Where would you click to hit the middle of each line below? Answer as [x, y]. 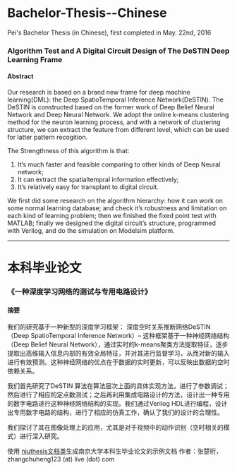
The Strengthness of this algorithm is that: [68, 151]
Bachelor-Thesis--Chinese [87, 13]
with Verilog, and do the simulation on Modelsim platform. [91, 231]
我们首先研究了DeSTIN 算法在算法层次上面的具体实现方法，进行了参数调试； [118, 386]
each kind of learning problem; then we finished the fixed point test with [112, 216]
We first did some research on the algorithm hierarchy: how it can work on [115, 201]
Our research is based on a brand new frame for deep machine [99, 92]
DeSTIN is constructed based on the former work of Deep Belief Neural [111, 107]
